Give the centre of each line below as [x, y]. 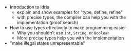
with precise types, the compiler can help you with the [71, 17]
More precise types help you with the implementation [70, 38]
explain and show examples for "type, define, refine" [70, 12]
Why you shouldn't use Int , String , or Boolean [63, 33]
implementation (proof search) [47, 22]
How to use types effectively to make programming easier [68, 28]
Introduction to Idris [29, 7]
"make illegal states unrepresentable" [47, 43]
